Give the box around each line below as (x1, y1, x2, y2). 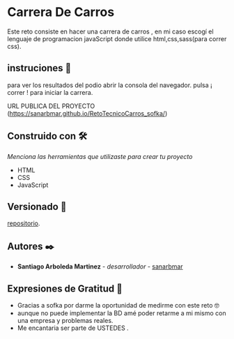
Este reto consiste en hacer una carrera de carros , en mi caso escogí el (7, 27, 214, 36)
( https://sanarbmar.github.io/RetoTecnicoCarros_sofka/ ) (7, 109, 168, 117)
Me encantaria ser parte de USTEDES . (17, 324, 129, 332)
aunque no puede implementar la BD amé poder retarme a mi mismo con (17, 309, 226, 317)
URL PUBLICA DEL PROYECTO (7, 102, 95, 110)
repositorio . (7, 219, 40, 227)
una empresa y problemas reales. (17, 317, 114, 324)
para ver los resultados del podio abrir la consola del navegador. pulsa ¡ (7, 81, 212, 89)
